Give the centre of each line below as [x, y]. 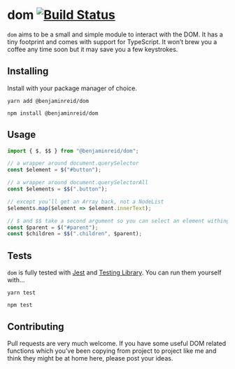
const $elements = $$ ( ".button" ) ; [58, 189]
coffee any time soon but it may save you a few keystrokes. [93, 49]
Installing [28, 71]
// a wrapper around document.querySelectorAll [78, 183]
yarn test [22, 293]
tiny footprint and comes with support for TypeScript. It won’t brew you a [112, 41]
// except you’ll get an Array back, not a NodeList [86, 202]
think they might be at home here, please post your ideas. [90, 358]
